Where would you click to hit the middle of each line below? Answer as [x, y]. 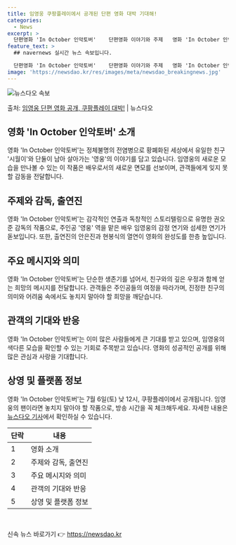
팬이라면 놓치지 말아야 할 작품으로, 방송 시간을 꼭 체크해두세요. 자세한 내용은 [124, 408]
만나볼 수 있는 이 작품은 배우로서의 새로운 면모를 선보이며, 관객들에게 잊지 [120, 168]
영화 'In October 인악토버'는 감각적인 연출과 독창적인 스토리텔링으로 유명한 [110, 219]
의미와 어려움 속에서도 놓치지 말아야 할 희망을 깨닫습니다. [85, 297]
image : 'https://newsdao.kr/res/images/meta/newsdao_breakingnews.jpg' [114, 72]
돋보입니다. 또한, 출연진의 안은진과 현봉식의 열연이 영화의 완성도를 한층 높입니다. [117, 236]
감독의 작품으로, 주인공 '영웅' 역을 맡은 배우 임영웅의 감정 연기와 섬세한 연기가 [120, 228]
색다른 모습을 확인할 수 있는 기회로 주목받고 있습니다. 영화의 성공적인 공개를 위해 [117, 347]
